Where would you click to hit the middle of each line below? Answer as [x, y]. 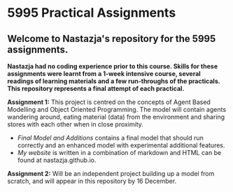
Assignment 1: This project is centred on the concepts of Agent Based [109, 102]
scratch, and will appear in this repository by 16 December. [92, 181]
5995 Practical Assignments [92, 13]
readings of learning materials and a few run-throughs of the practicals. [114, 81]
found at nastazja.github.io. [57, 160]
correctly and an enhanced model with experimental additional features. [121, 145]
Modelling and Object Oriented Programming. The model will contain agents [116, 109]
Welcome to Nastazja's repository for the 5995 [112, 39]
